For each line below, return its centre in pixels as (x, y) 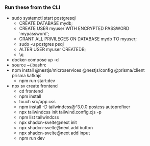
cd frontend (31, 91)
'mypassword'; (34, 34)
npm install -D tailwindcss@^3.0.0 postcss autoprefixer (75, 107)
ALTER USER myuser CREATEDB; (52, 49)
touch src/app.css (37, 102)
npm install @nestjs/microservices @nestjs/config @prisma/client (78, 70)
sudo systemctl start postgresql (44, 18)
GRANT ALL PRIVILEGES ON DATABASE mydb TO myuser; (78, 39)
